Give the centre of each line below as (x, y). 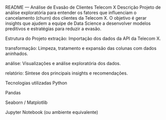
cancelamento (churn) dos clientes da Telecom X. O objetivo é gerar (76, 18)
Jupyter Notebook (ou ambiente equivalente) (52, 112)
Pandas (13, 93)
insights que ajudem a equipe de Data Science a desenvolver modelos (78, 23)
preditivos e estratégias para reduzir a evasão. (53, 29)
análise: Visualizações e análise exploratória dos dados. (63, 63)
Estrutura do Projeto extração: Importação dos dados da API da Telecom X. (83, 38)
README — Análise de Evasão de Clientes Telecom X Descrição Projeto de (83, 7)
